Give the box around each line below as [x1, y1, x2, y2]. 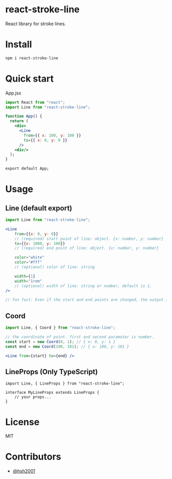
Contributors [5, 451, 61, 463]
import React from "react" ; [5, 100, 66, 105]
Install [5, 39, 32, 50]
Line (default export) [5, 204, 73, 213]
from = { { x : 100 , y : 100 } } [24, 132, 81, 138]
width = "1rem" [14, 278, 42, 283]
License [5, 416, 40, 428]
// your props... [14, 394, 52, 400]
